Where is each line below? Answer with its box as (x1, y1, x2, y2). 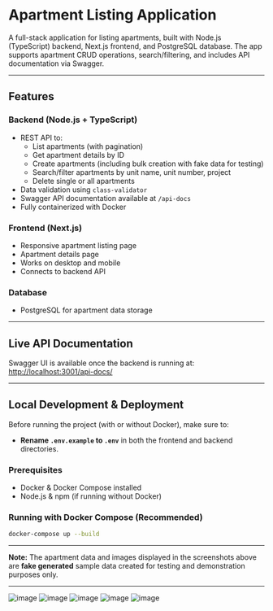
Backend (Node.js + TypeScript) (8, 114, 138, 125)
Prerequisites (8, 464, 63, 475)
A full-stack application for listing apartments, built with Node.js (8, 33, 222, 42)
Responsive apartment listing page (19, 240, 136, 250)
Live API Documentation (8, 336, 133, 351)
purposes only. (8, 570, 58, 579)
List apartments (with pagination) (32, 141, 144, 151)
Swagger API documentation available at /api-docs (19, 193, 191, 203)
